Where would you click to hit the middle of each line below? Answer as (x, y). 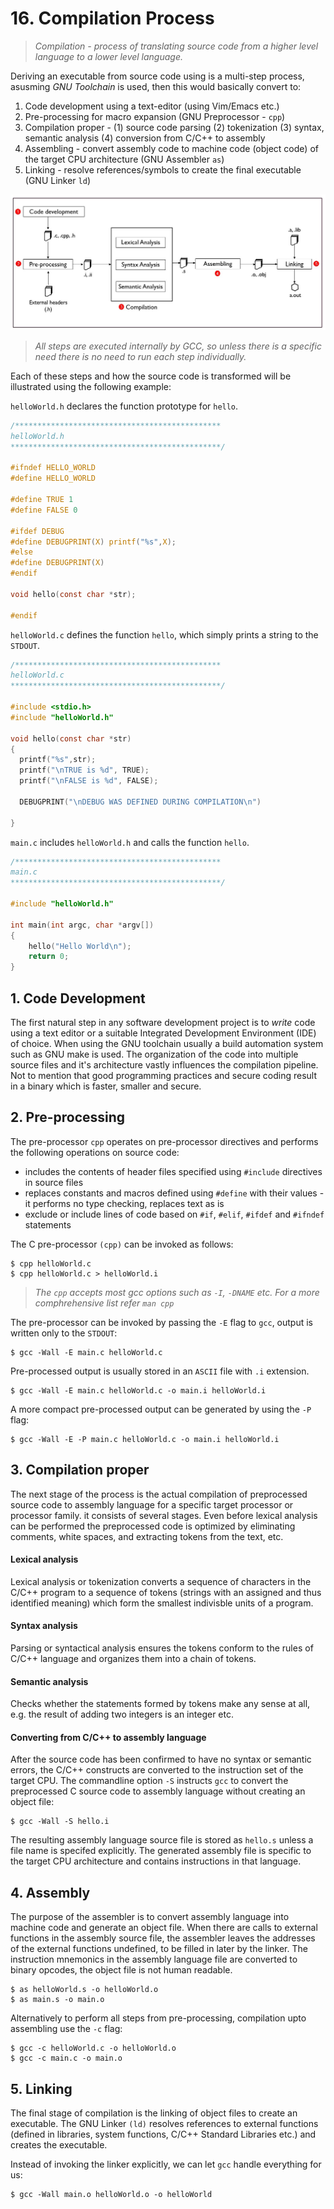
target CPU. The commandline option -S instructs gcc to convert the (149, 1781)
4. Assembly (50, 1892)
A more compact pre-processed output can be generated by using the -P (161, 1409)
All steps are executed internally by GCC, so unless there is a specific (178, 346)
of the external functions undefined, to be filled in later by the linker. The (159, 1949)
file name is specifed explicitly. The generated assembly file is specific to (161, 1851)
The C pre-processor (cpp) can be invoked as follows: (122, 1244)
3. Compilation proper (80, 1470)
